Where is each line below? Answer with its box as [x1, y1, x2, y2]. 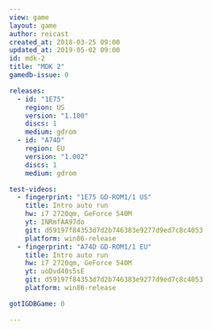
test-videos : [9, 185, 57, 194]
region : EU [25, 144, 65, 153]
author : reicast [9, 29, 69, 38]
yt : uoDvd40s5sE [25, 267, 86, 276]
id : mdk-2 [9, 54, 46, 63]
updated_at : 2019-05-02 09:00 [9, 46, 121, 55]
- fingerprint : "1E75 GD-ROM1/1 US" [17, 193, 152, 202]
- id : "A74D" [17, 136, 65, 145]
